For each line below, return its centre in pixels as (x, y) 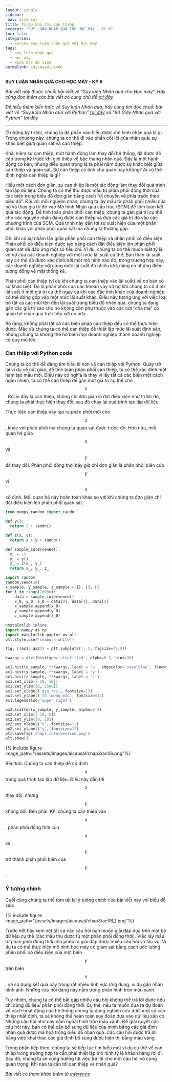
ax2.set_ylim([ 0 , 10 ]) (29, 719)
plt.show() (17, 738)
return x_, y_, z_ (30, 569)
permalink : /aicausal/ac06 (34, 67)
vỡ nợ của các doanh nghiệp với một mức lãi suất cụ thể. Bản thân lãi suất (83, 255)
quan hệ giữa (19, 434)
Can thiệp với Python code (39, 353)
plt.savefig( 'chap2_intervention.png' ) (48, 733)
